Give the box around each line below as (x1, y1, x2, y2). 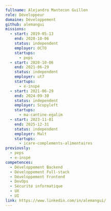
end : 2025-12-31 (14, 121, 50, 127)
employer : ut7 (14, 74, 45, 79)
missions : (5, 27, 27, 32)
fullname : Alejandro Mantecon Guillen (5, 7, 88, 13)
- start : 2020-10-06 (10, 60, 54, 65)
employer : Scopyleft (14, 103, 58, 108)
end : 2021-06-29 (14, 65, 50, 70)
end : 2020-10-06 (14, 36, 50, 41)
